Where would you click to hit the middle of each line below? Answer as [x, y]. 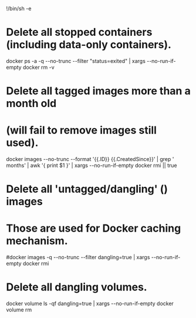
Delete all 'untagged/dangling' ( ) [87, 189]
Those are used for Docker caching [94, 228]
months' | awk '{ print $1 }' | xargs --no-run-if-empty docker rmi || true [92, 165]
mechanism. [37, 241]
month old [31, 104]
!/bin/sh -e [19, 9]
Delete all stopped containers [79, 32]
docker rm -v [38, 67]
